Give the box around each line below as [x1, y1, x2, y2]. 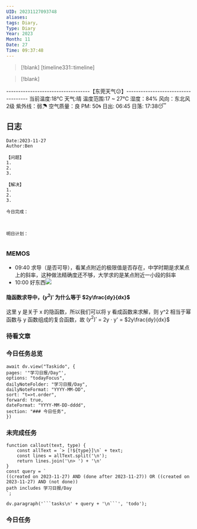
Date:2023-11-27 [6, 137, 46, 143]
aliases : [6, 14, 28, 20]
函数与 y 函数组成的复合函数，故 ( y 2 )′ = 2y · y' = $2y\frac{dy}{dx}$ [6, 315, 170, 323]
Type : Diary [6, 25, 36, 32]
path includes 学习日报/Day [6, 485, 72, 491]
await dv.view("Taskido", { [6, 364, 76, 370]
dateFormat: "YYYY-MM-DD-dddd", [6, 402, 86, 408]
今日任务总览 [6, 349, 43, 358]
